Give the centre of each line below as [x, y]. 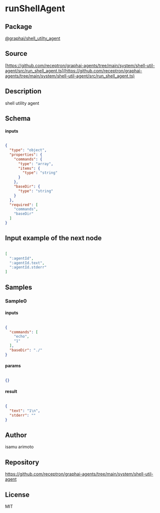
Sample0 [16, 301]
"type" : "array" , [36, 164]
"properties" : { [26, 155]
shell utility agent [22, 103]
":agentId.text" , [27, 263]
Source [16, 54]
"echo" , [21, 337]
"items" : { [29, 168]
